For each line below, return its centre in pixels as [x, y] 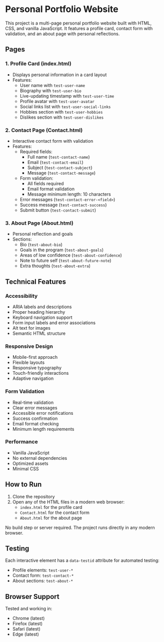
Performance [22, 442]
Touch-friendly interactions [40, 373]
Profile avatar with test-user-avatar [57, 101]
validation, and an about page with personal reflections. [62, 34]
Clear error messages [35, 408]
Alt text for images [31, 328]
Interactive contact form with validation [53, 141]
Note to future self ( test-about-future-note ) [65, 261]
